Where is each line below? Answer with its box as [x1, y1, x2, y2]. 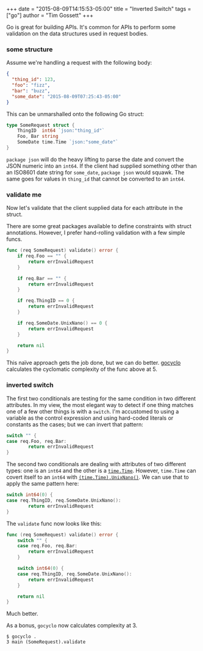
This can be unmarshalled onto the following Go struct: [6, 110, 144, 118]
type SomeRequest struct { [6, 122, 75, 128]
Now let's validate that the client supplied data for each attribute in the [6, 204, 183, 212]
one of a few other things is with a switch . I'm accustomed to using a [6, 408, 179, 415]
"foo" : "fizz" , [12, 82, 51, 88]
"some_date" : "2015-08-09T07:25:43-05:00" [12, 93, 121, 99]
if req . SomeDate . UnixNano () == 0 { [17, 320, 108, 326]
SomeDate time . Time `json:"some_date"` [17, 139, 119, 145]
